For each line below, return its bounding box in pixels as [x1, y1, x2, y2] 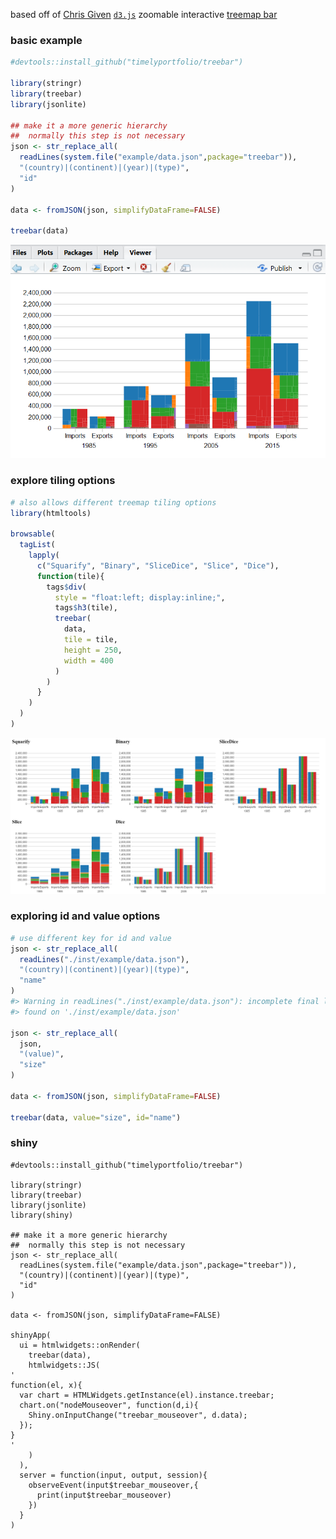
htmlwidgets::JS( [28, 1360, 101, 1370]
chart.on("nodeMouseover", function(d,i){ [19, 1400, 199, 1410]
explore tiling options [10, 474, 116, 488]
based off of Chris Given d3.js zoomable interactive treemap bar [10, 9, 278, 20]
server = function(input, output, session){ [19, 1470, 208, 1480]
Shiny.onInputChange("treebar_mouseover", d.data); [28, 1410, 248, 1420]
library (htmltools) [10, 508, 92, 518]
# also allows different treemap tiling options [10, 497, 217, 508]
